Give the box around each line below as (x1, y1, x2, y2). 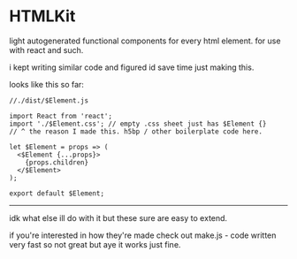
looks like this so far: (9, 79, 84, 89)
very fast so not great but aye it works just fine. (9, 239, 181, 249)
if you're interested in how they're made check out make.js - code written (9, 230, 277, 240)
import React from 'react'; (9, 111, 113, 120)
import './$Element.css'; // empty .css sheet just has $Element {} (9, 119, 267, 128)
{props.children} (25, 157, 89, 167)
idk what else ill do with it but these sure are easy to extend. (9, 212, 228, 223)
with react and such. (9, 44, 84, 55)
